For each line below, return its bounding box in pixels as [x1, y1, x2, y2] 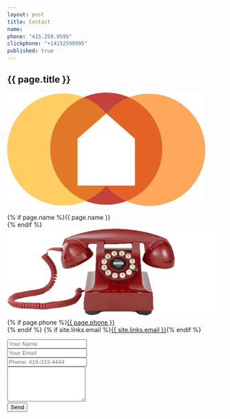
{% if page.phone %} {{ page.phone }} [7, 318, 115, 327]
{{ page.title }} [7, 74, 71, 85]
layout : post [7, 11, 45, 18]
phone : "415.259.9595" [7, 33, 72, 40]
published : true [7, 48, 54, 54]
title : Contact [7, 18, 51, 25]
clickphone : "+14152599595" [7, 40, 88, 48]
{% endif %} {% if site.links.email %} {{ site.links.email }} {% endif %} [7, 326, 202, 334]
